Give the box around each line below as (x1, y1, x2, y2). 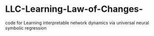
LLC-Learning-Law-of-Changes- (5, 3, 143, 15)
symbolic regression (5, 25, 47, 31)
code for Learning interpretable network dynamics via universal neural (5, 20, 149, 26)
